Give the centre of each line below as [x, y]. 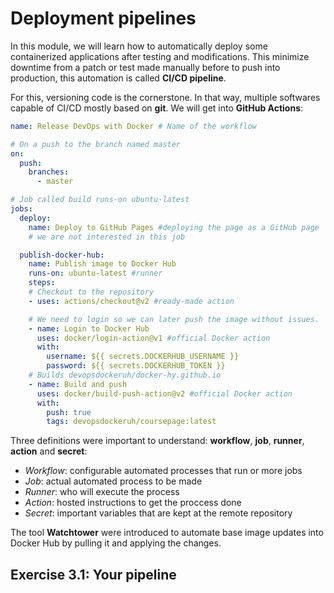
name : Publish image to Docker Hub [102, 264]
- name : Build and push [78, 384]
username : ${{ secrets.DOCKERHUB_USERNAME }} [143, 357]
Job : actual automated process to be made [113, 481]
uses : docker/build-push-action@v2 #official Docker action [164, 393]
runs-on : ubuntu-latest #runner [95, 273]
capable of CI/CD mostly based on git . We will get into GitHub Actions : [157, 108]
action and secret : [49, 451]
